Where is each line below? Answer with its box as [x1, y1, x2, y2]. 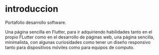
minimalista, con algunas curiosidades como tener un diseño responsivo [5, 39, 151, 45]
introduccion [5, 3, 59, 15]
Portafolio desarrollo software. [5, 19, 67, 25]
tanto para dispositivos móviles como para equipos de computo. [5, 44, 135, 50]
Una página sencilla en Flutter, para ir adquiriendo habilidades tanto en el [5, 29, 153, 35]
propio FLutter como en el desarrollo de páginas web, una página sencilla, [5, 34, 155, 40]
